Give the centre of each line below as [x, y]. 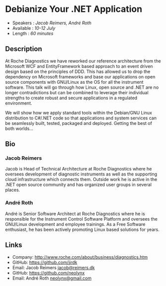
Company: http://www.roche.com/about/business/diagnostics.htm [80, 257]
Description [24, 49]
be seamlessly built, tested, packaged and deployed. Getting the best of [79, 123]
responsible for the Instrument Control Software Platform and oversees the [81, 219]
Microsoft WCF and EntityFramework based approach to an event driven [79, 66]
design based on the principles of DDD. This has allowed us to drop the [78, 71]
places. [13, 190]
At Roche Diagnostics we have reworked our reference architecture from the [83, 61]
